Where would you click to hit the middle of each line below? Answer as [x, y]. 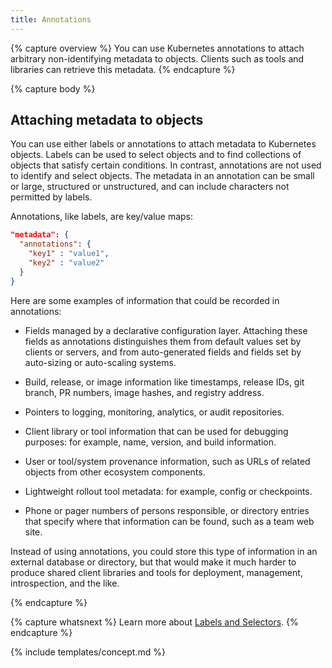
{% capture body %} [53, 88]
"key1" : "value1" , [69, 254]
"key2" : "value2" [66, 263]
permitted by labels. [51, 197]
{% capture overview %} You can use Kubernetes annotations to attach [157, 48]
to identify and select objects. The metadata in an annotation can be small [162, 176]
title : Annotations [51, 19]
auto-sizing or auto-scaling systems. [100, 362]
